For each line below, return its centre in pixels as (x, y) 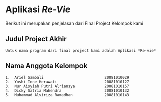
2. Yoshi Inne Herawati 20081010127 (67, 82)
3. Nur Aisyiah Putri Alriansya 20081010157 (67, 86)
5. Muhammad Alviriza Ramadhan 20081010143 (67, 95)
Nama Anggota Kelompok (46, 66)
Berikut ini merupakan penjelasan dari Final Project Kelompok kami (74, 23)
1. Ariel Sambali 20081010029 (67, 77)
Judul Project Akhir (36, 39)
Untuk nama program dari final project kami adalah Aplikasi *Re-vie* (81, 50)
